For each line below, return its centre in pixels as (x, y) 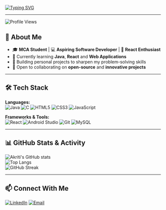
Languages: (18, 102)
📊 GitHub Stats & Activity (45, 143)
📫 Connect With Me (37, 188)
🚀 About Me (23, 37)
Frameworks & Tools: (27, 117)
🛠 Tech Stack (27, 88)
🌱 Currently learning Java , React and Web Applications (69, 56)
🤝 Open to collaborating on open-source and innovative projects (79, 67)
